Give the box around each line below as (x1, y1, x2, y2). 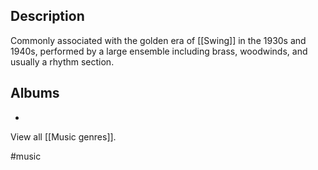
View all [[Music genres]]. (10, 130, 117, 143)
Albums (10, 85, 60, 102)
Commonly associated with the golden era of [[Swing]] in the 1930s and (10, 34, 307, 46)
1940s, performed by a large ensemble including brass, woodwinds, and (10, 45, 308, 57)
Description (10, 8, 85, 25)
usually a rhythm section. (10, 55, 115, 68)
